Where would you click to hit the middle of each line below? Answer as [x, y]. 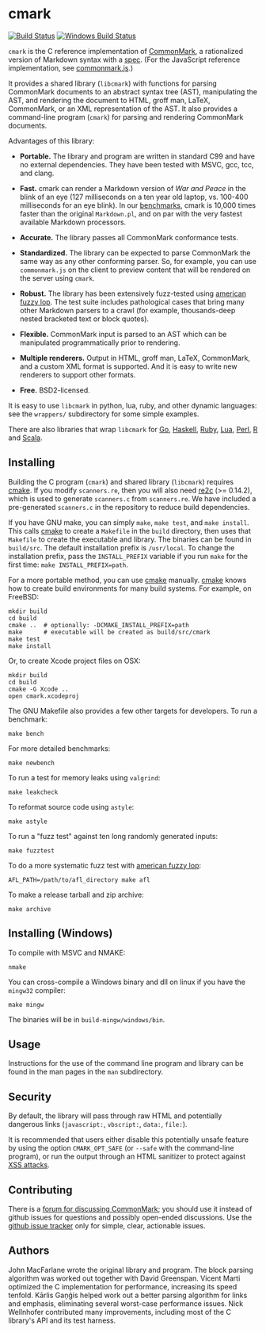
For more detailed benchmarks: [59, 748]
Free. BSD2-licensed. [55, 390]
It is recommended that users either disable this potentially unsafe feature [129, 1140]
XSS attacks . [29, 1165]
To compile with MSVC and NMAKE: [67, 952]
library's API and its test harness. [62, 1320]
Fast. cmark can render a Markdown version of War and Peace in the [133, 188]
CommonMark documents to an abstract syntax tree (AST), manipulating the [133, 91]
